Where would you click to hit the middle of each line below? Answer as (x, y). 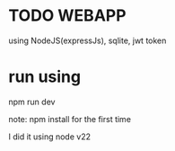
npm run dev (32, 102)
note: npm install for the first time (70, 119)
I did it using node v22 (50, 137)
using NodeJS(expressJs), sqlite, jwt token (87, 40)
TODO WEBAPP (67, 16)
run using (45, 77)
